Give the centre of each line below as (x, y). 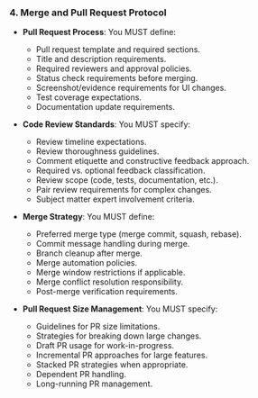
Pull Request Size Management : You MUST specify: (120, 309)
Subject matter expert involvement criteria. (115, 199)
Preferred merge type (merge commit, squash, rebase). (138, 234)
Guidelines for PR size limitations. (98, 327)
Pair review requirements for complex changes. (124, 190)
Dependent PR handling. (81, 375)
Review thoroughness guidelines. (97, 151)
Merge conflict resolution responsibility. (109, 282)
